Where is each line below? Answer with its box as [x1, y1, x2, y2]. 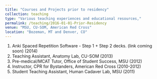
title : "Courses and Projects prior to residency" [5, 7, 109, 12]
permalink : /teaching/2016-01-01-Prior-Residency [5, 20, 107, 26]
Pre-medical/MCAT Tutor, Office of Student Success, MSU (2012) [12, 59, 143, 64]
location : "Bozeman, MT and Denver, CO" [5, 30, 88, 34]
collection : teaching [5, 12, 49, 16]
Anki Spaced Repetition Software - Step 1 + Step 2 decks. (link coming [12, 43, 152, 48]
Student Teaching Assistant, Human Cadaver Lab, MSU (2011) [12, 69, 135, 74]
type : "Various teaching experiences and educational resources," [5, 16, 142, 21]
